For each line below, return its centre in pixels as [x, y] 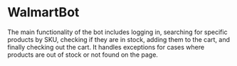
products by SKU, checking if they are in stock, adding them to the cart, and [118, 39]
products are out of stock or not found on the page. [83, 55]
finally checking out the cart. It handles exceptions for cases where [106, 47]
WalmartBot [43, 12]
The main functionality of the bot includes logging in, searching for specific [117, 32]
